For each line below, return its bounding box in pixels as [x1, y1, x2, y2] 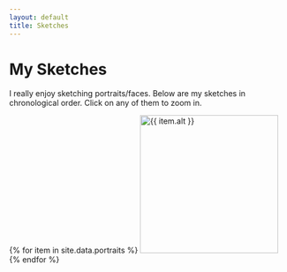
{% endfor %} [9, 254, 60, 265]
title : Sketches [9, 21, 69, 30]
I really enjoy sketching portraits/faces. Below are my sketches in [9, 88, 245, 99]
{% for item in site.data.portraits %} [9, 245, 139, 256]
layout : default [9, 12, 69, 22]
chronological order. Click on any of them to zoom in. [9, 98, 202, 109]
